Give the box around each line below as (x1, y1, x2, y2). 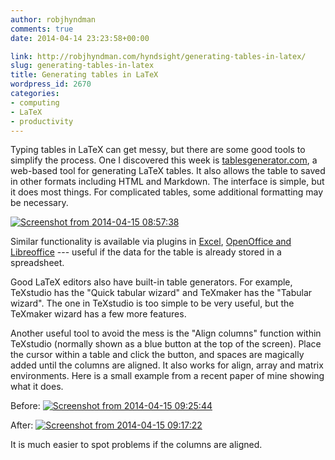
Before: (10, 400, 41, 412)
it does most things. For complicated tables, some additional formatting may (10, 186, 324, 198)
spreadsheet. (10, 257, 65, 269)
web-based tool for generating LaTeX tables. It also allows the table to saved (10, 165, 326, 177)
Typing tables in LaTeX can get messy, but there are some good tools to (10, 144, 306, 156)
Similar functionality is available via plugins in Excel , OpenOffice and (10, 236, 292, 248)
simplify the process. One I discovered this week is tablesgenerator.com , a (10, 154, 318, 166)
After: (10, 419, 34, 431)
